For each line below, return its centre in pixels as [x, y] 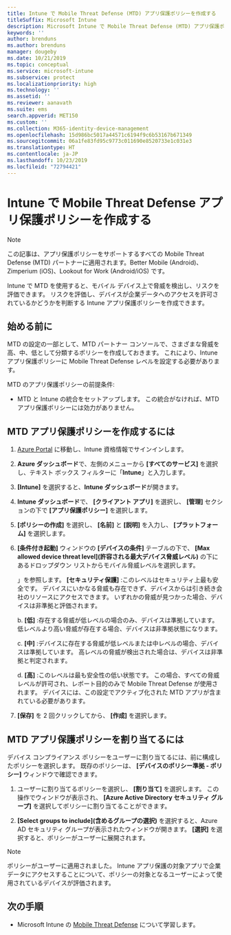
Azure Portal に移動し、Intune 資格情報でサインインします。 [102, 449]
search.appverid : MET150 [43, 115]
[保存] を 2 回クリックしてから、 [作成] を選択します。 [93, 716]
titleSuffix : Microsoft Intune [52, 20]
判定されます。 [50, 661]
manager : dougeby [32, 52]
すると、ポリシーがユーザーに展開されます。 [86, 838]
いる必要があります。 [59, 701]
